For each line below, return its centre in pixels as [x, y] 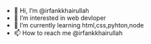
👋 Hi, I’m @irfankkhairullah [51, 11]
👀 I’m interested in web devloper [60, 18]
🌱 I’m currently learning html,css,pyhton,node [79, 25]
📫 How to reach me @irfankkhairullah [68, 33]
